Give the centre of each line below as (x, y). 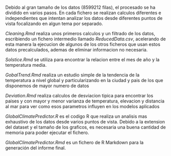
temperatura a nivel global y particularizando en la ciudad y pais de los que (84, 80)
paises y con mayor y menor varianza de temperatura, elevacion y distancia (85, 101)
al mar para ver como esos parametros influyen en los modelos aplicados (82, 106)
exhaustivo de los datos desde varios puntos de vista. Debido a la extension (85, 122)
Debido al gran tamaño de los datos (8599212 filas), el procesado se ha (80, 7)
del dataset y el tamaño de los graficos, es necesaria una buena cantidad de (86, 127)
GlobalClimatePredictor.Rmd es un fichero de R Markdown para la (75, 142)
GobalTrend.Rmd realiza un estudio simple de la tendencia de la (72, 75)
